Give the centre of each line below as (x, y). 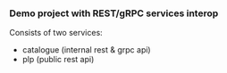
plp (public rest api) (58, 60)
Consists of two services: (56, 33)
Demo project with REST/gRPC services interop (114, 13)
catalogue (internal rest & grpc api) (86, 50)
